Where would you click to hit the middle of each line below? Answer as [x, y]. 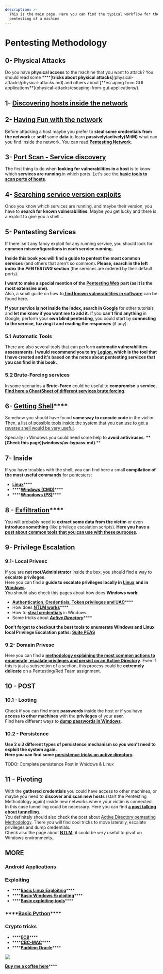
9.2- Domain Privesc [30, 645]
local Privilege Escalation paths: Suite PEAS [50, 632]
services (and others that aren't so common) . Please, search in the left [76, 263]
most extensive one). [27, 288]
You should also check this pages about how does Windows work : [72, 593]
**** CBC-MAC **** [31, 942]
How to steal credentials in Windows [49, 612]
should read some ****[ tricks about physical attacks [58, 77]
